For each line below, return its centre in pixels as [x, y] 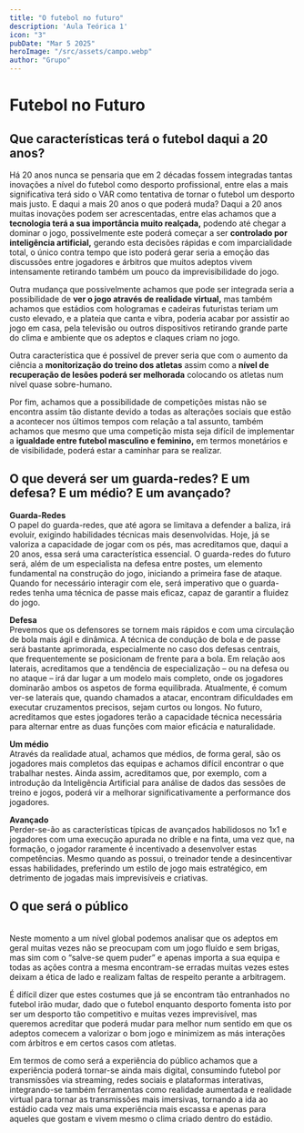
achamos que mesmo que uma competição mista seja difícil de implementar [152, 431]
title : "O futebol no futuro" [67, 18]
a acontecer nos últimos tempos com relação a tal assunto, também [137, 421]
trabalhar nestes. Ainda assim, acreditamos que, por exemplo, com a [138, 773]
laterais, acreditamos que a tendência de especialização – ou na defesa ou [149, 668]
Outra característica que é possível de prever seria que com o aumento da [149, 355]
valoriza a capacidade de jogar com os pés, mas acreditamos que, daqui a [149, 544]
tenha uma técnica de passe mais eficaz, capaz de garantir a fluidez [161, 592]
